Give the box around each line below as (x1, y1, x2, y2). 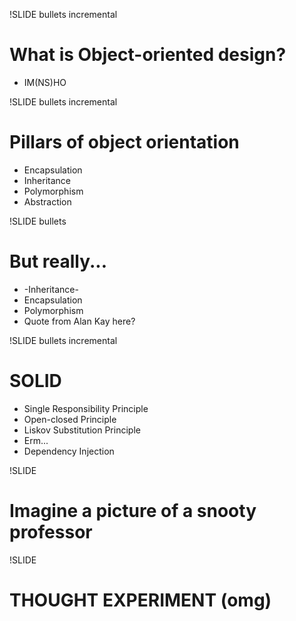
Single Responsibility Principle (23, 402, 149, 414)
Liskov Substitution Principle (23, 424, 141, 436)
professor (9, 520, 93, 543)
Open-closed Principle (23, 413, 117, 425)
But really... (9, 250, 108, 273)
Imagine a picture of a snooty (9, 499, 257, 522)
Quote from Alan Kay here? (23, 315, 136, 327)
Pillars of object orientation (9, 131, 240, 154)
